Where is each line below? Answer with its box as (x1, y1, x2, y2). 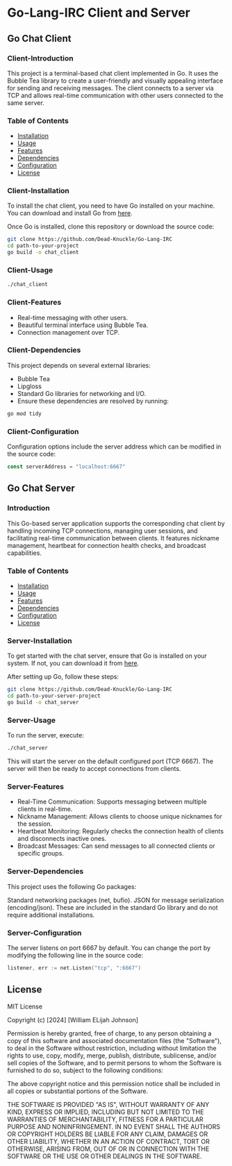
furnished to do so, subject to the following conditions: (7, 1066, 163, 1074)
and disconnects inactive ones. (17, 835, 107, 843)
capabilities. (7, 549, 42, 557)
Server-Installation (7, 635, 72, 645)
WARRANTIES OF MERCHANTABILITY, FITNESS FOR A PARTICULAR (7, 1115, 204, 1123)
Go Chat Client (7, 33, 72, 44)
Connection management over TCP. (17, 328, 120, 336)
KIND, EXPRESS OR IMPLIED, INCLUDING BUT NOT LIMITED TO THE (7, 1108, 204, 1116)
